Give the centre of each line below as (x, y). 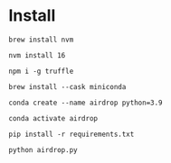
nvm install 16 (37, 55)
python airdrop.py (43, 149)
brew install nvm (41, 40)
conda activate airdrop (53, 118)
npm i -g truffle (41, 71)
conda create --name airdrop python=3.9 (86, 103)
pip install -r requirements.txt (71, 134)
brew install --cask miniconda (67, 86)
